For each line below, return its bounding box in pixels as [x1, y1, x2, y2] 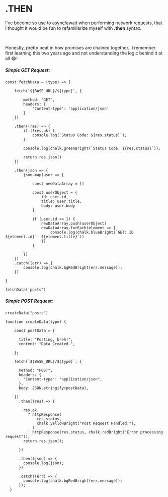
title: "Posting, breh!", [18, 337, 73, 342]
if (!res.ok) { [23, 128, 55, 133]
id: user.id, [41, 194, 69, 199]
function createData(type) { [5, 319, 66, 324]
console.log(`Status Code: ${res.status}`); [32, 132, 127, 138]
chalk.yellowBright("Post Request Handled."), [37, 421, 136, 426]
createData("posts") [5, 310, 49, 315]
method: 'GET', [23, 97, 55, 102]
